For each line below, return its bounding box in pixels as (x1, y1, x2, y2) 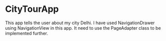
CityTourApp (5, 3, 59, 15)
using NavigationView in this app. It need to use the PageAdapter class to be (5, 25, 161, 31)
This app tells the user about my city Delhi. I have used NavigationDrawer (5, 20, 155, 26)
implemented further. (5, 30, 48, 36)
